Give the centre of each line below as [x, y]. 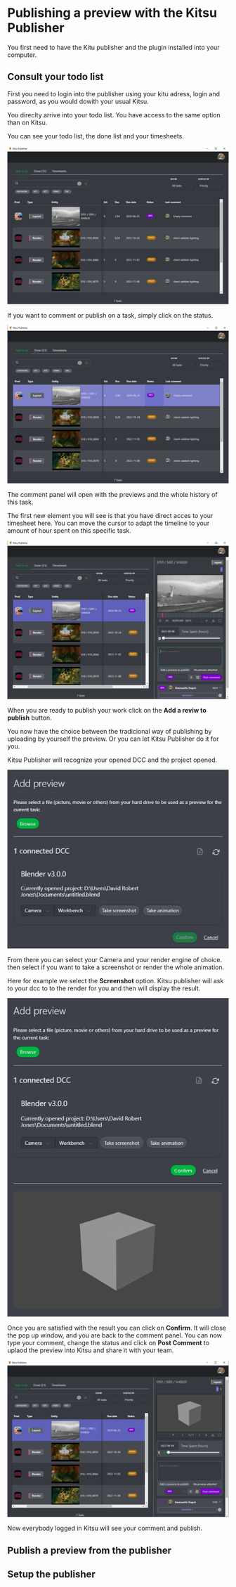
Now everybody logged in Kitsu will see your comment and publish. [105, 1528]
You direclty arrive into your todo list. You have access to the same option [114, 115]
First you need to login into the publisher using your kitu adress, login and [113, 93]
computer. [22, 55]
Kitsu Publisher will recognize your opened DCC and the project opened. [112, 760]
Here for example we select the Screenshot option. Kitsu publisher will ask [116, 980]
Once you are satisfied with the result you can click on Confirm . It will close [117, 1328]
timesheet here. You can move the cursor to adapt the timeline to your [109, 523]
